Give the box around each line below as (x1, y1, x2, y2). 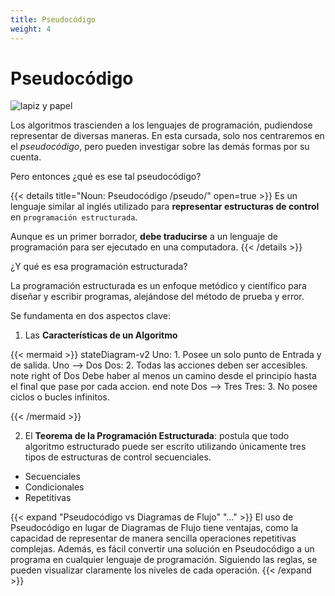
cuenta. (10, 151, 42, 163)
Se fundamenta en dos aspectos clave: (10, 310, 172, 322)
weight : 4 (10, 24, 52, 34)
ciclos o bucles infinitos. (10, 391, 110, 403)
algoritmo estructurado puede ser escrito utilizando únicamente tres (24, 441, 307, 453)
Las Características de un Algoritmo (24, 329, 178, 341)
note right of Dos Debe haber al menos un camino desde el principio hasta (10, 370, 317, 382)
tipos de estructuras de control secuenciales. (24, 451, 212, 463)
